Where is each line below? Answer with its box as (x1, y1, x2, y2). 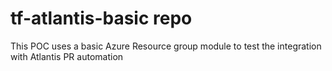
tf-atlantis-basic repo (10, 7, 193, 30)
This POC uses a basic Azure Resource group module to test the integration (10, 40, 322, 52)
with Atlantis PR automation (10, 50, 124, 62)
